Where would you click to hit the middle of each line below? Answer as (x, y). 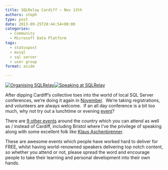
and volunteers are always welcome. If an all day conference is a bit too (80, 106)
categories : (18, 29)
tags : (11, 43)
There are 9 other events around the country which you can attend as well (82, 121)
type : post (17, 19)
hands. (12, 163)
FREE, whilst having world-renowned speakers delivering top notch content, (84, 147)
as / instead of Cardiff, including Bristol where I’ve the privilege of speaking (83, 126)
